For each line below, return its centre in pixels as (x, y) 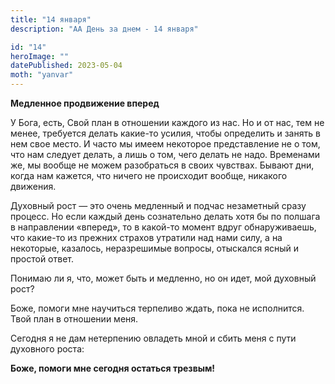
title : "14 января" (51, 19)
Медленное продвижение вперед (85, 103)
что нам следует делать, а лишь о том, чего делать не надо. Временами (165, 154)
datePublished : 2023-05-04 (66, 66)
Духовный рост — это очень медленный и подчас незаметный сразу (158, 205)
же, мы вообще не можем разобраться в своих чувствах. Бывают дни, (162, 165)
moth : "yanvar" (42, 75)
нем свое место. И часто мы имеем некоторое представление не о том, (165, 144)
